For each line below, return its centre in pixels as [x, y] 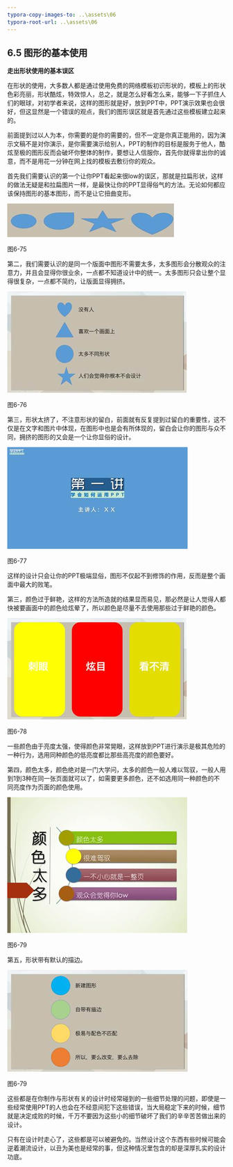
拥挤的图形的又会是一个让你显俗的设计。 [77, 437]
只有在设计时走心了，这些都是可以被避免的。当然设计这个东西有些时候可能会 [116, 1140]
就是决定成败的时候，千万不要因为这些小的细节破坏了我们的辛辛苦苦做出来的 [116, 1116]
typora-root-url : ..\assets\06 [52, 22]
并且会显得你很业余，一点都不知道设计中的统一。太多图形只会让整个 [122, 273]
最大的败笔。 [37, 585]
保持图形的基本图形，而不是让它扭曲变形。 [74, 193]
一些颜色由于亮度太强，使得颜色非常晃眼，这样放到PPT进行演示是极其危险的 [116, 746]
